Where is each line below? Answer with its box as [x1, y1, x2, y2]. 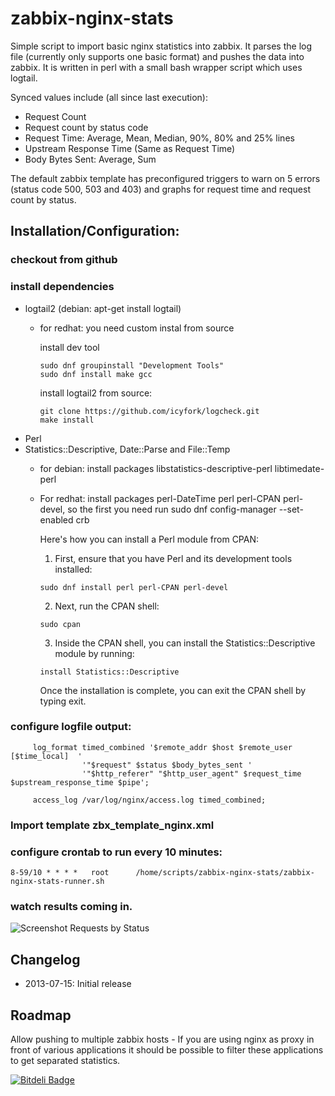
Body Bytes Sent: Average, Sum [24, 153, 157, 165]
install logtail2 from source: [39, 387, 153, 399]
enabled [39, 513, 74, 526]
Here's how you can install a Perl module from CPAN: [39, 533, 260, 545]
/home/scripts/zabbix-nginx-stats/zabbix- [135, 868, 315, 878]
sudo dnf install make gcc [39, 369, 153, 379]
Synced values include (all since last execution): [10, 91, 208, 103]
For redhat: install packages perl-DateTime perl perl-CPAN [39, 492, 282, 504]
